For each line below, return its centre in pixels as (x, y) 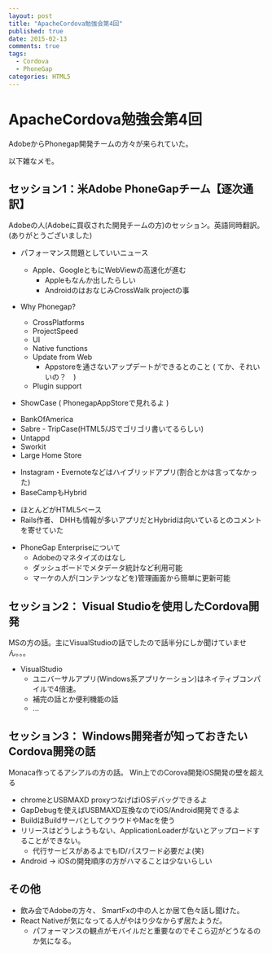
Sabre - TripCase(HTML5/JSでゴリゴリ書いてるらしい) (112, 429)
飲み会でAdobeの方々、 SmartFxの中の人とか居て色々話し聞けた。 (132, 910)
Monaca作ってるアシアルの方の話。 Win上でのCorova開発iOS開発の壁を (129, 772)
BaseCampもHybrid (53, 493)
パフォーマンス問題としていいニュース (84, 253)
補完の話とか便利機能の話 (75, 699)
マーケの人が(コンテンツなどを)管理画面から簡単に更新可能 (131, 578)
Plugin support (57, 386)
